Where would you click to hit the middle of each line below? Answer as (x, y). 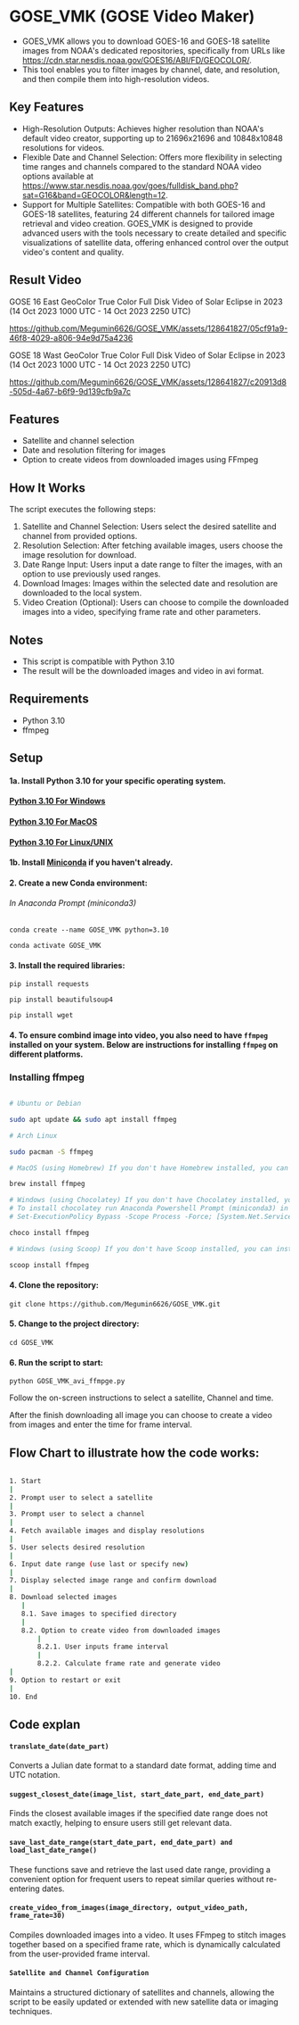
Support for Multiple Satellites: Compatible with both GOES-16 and (144, 204)
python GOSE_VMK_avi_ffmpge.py (67, 1382)
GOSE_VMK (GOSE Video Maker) (132, 17)
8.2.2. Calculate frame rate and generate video (129, 1664)
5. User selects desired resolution (77, 1547)
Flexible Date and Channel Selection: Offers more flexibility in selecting (152, 157)
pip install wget (41, 1016)
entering (24, 1888)
